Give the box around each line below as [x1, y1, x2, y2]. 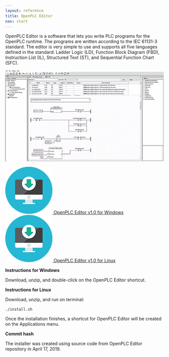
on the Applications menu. [5, 321, 60, 327]
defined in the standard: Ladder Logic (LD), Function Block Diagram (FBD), [5, 49, 160, 55]
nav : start [5, 19, 28, 24]
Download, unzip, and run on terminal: [5, 297, 84, 303]
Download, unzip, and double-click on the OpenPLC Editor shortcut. [5, 277, 146, 283]
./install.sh [5, 307, 33, 312]
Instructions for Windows [5, 267, 60, 273]
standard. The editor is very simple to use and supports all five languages [5, 44, 157, 50]
